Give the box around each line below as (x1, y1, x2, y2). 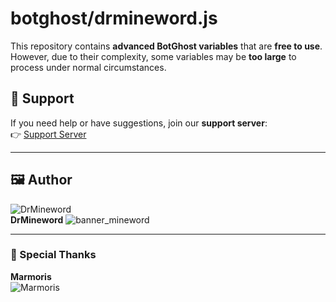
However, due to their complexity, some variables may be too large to (10, 50, 297, 62)
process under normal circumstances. (10, 61, 167, 73)
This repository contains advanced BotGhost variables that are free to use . (10, 40, 323, 52)
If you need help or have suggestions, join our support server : (10, 117, 268, 129)
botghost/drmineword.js (10, 7, 218, 30)
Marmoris (10, 270, 52, 282)
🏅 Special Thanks (10, 248, 97, 262)
